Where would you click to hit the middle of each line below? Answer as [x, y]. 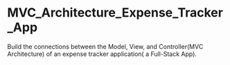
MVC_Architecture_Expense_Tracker [115, 13]
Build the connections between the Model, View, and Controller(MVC [105, 46]
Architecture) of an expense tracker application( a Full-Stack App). [102, 54]
